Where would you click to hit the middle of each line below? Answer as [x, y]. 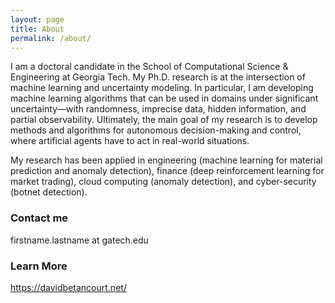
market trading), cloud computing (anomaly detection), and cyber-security [163, 182]
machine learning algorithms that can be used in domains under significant [164, 98]
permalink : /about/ [51, 38]
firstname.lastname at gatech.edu [79, 240]
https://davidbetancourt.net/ [68, 287]
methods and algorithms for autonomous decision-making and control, [156, 130]
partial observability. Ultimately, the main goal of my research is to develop [164, 120]
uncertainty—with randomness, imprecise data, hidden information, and [158, 109]
